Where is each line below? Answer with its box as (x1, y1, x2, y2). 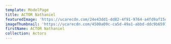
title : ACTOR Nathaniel (5, 12, 56, 17)
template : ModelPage (5, 7, 49, 13)
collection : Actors (5, 31, 47, 36)
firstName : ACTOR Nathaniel (5, 26, 65, 31)
